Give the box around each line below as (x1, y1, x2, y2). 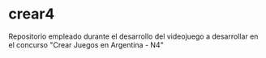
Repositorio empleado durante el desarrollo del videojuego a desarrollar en (8, 31, 259, 41)
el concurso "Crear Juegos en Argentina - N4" (8, 39, 164, 49)
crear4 (8, 5, 55, 23)
